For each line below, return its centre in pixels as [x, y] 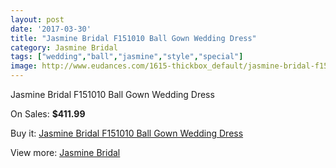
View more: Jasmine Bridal [65, 152]
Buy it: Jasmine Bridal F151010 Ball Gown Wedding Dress [127, 133]
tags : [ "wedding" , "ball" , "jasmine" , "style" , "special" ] [127, 57]
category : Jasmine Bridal [64, 47]
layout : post [37, 19]
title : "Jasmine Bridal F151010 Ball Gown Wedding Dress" [133, 38]
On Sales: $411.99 [48, 114]
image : [24, 66]
